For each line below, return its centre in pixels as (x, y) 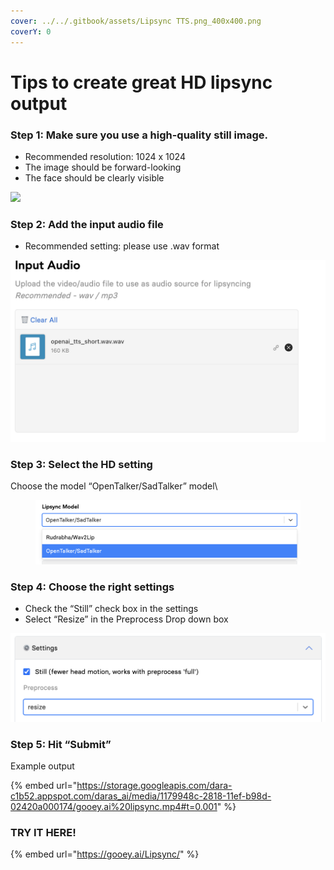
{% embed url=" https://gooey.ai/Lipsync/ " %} (105, 854)
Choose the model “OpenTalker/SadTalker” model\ (114, 486)
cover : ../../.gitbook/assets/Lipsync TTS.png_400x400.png (136, 21)
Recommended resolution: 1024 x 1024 (105, 156)
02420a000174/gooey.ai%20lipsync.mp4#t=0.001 (114, 807)
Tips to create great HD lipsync (141, 82)
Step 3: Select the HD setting (81, 464)
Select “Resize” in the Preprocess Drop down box (126, 619)
